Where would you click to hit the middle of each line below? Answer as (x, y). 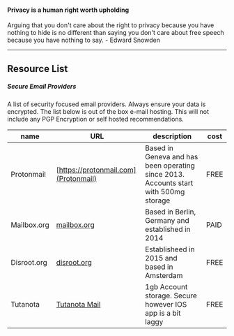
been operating (170, 166)
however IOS (166, 304)
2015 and (161, 258)
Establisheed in (170, 249)
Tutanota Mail (78, 304)
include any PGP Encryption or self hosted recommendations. (96, 119)
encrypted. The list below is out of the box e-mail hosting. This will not (108, 111)
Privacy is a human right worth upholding (68, 10)
